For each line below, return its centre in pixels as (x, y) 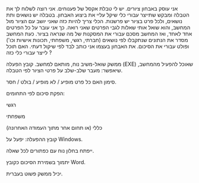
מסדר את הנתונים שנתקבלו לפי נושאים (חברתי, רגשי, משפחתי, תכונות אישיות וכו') (97, 40)
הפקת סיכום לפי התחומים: (36, 93)
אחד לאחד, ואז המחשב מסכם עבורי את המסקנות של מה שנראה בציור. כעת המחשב (99, 34)
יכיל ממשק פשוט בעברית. (34, 174)
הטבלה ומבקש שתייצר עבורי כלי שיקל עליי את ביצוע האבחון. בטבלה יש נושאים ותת (98, 15)
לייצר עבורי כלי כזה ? (29, 52)
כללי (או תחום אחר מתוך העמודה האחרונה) (54, 128)
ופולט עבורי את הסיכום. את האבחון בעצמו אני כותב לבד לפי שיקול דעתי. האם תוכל (98, 46)
